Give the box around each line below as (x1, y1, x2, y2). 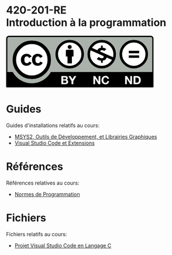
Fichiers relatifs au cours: (6, 230, 67, 237)
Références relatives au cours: (6, 179, 80, 186)
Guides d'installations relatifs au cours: (6, 121, 100, 129)
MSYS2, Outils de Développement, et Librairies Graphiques (14, 133, 157, 140)
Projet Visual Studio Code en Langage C (14, 242, 112, 249)
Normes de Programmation (14, 191, 80, 198)
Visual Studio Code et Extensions (14, 139, 95, 147)
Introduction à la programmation (6, 16, 167, 29)
